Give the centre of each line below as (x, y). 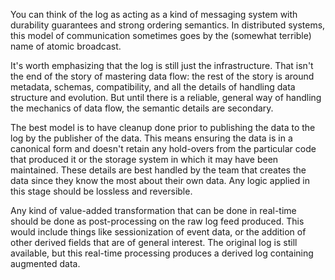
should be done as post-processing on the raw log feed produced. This (157, 221)
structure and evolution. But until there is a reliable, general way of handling (166, 97)
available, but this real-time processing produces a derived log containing (162, 253)
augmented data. (45, 263)
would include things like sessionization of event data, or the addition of (158, 232)
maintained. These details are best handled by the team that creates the (158, 170)
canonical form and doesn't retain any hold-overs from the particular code (163, 148)
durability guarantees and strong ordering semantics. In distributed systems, (168, 25)
